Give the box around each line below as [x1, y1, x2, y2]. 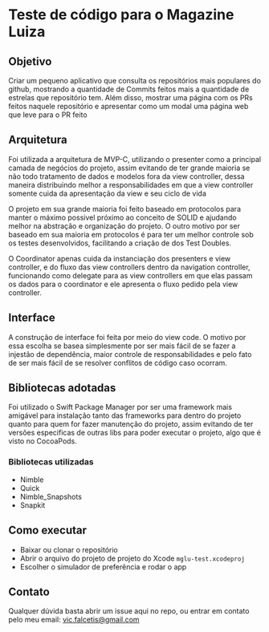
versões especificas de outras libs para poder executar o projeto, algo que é [8, 427, 261, 438]
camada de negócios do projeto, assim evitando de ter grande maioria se [8, 163, 251, 172]
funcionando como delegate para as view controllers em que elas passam [8, 270, 253, 280]
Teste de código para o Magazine [8, 6, 234, 24]
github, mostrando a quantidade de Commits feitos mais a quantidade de [8, 84, 250, 94]
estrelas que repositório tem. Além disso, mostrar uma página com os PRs [8, 93, 253, 102]
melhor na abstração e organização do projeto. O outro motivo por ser [8, 221, 241, 230]
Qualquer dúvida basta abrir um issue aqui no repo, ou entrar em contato [8, 606, 250, 616]
